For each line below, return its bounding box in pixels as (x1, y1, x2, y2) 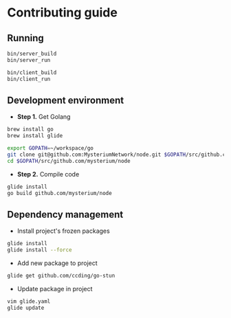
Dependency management (7, 208, 124, 220)
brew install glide (7, 133, 63, 139)
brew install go (7, 126, 54, 133)
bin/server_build (7, 50, 57, 57)
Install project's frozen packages (16, 227, 110, 235)
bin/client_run (7, 76, 51, 82)
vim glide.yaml (7, 297, 51, 305)
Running (7, 32, 45, 44)
